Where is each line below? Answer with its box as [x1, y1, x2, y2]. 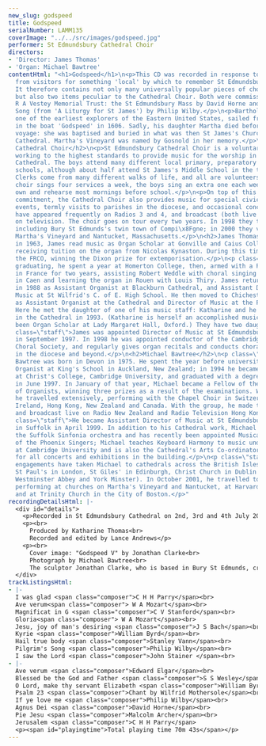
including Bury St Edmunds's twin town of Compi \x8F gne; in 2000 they [15, 225, 253, 234]
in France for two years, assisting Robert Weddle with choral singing [15, 269, 257, 277]
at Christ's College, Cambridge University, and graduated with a [15, 372, 239, 380]
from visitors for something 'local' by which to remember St [15, 78, 225, 86]
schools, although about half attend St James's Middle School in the [15, 166, 253, 174]
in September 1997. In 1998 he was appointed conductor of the [15, 336, 228, 344]
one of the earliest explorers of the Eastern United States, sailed [15, 115, 249, 123]
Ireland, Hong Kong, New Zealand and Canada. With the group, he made [15, 402, 253, 410]
